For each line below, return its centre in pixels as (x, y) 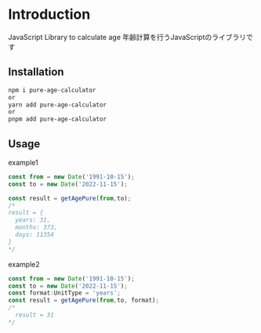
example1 (23, 162)
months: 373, (36, 228)
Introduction (49, 14)
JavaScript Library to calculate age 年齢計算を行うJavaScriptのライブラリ (127, 37)
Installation (36, 72)
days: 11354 (35, 235)
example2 (24, 264)
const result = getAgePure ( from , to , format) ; (83, 300)
